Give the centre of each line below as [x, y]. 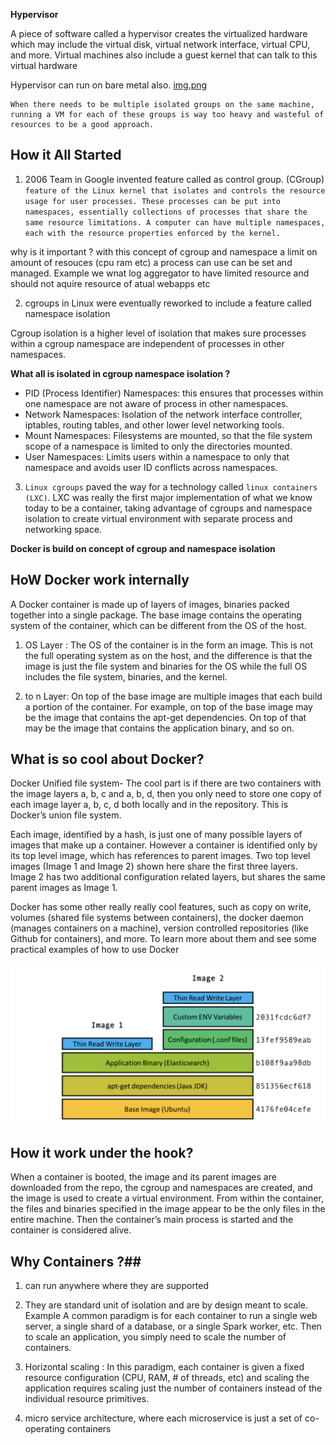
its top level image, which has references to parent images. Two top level [160, 856]
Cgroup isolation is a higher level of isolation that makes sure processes [158, 333]
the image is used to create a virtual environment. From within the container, [167, 1198]
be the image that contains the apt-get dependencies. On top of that [165, 717]
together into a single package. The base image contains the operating [156, 615]
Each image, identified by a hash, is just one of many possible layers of [156, 835]
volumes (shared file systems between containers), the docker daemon [157, 918]
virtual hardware [44, 65]
